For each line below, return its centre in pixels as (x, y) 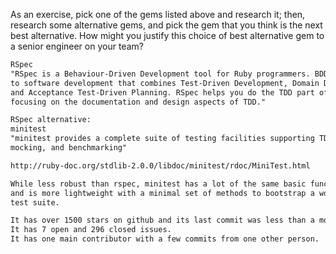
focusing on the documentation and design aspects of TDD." (138, 102)
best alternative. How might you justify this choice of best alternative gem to (167, 35)
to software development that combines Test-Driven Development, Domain (165, 83)
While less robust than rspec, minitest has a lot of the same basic (158, 184)
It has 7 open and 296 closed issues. (91, 230)
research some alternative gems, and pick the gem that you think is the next (166, 25)
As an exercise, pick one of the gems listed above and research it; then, (158, 14)
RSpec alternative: (51, 120)
